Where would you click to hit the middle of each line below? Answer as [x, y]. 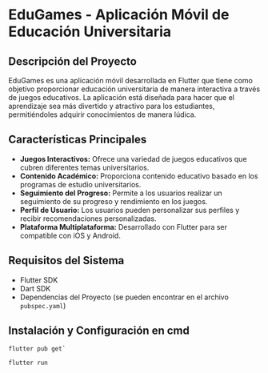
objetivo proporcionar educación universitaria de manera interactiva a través [134, 89]
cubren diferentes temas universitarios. [84, 167]
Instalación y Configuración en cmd [99, 331]
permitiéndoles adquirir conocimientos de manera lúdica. [102, 114]
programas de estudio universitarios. [80, 184]
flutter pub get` [37, 349]
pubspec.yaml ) [43, 305]
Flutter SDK [39, 280]
